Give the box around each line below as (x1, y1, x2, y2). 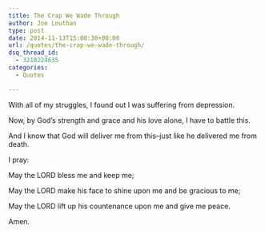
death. (8, 139, 30, 148)
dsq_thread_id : (8, 49, 59, 57)
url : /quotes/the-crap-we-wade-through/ (8, 41, 146, 49)
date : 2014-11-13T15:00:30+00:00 (8, 34, 120, 42)
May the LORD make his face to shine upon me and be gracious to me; (8, 185, 241, 195)
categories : (8, 64, 48, 72)
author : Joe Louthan (8, 19, 78, 27)
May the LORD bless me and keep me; (8, 170, 135, 180)
